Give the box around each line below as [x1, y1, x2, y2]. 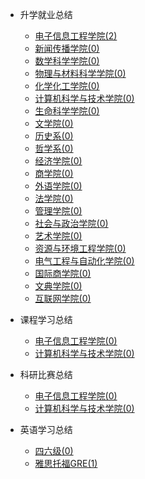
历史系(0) [34, 130, 74, 142]
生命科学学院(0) [34, 105, 100, 117]
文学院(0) [34, 118, 74, 129]
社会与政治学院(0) [34, 218, 109, 229]
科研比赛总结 [19, 369, 73, 380]
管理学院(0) [34, 205, 83, 217]
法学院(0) [34, 193, 74, 204]
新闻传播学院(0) [34, 43, 100, 54]
